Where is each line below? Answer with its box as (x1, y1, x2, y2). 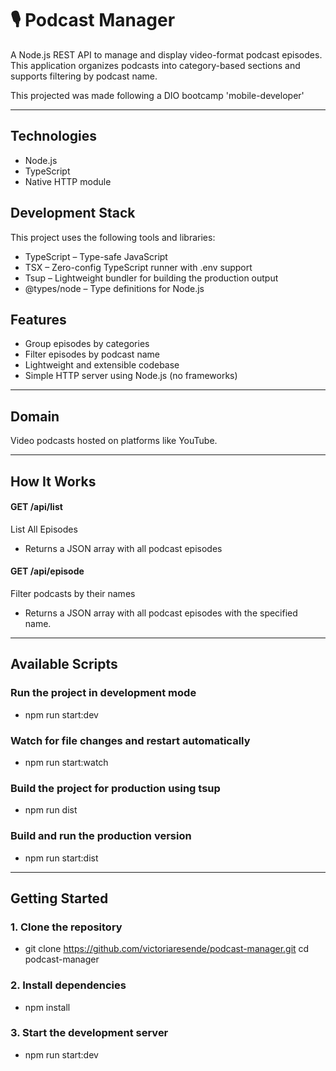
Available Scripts (10, 656, 118, 673)
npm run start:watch (24, 756, 109, 768)
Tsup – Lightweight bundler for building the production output (24, 272, 279, 284)
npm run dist (24, 804, 78, 816)
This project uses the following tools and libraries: (10, 231, 216, 243)
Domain (10, 408, 60, 425)
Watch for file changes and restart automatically (10, 733, 251, 747)
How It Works (10, 473, 97, 490)
